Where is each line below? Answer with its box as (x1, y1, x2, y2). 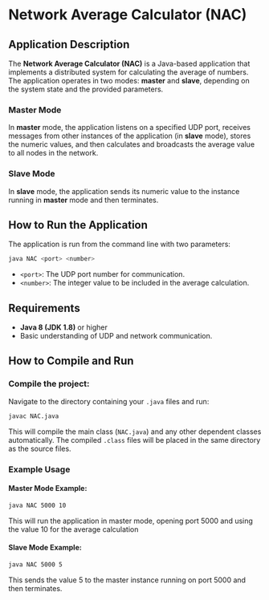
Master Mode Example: (8, 484, 88, 493)
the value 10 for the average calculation (8, 524, 139, 534)
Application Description (8, 38, 130, 51)
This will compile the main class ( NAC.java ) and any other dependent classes (8, 427, 262, 436)
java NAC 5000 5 (8, 560, 63, 569)
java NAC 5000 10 (8, 501, 67, 509)
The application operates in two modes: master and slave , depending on (8, 76, 251, 85)
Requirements (8, 301, 80, 314)
